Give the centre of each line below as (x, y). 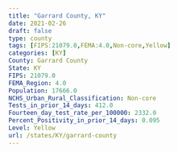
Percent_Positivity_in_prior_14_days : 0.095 (84, 121)
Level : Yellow (32, 128)
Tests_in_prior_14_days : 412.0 (61, 105)
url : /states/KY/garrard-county (62, 135)
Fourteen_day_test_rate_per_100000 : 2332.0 (83, 113)
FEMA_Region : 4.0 (37, 83)
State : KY (25, 68)
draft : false (30, 31)
